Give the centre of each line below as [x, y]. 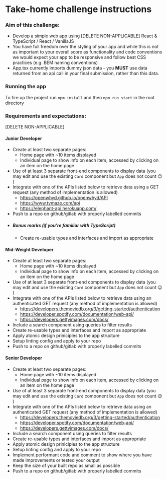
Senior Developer [24, 358]
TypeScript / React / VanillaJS [43, 41]
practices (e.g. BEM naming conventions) [55, 63]
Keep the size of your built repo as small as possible [66, 465]
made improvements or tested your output [56, 460]
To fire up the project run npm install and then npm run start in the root [80, 97]
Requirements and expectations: [46, 116]
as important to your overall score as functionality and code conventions [87, 52]
